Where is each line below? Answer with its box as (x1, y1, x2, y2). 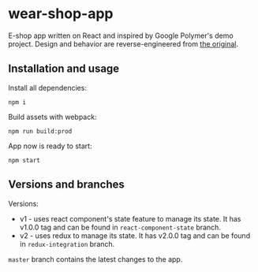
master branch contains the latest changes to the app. (8, 254, 183, 264)
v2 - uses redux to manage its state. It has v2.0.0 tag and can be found (19, 230, 251, 240)
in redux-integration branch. (19, 239, 115, 248)
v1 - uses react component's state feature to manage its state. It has (19, 214, 241, 223)
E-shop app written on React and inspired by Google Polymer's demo (8, 31, 234, 40)
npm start (8, 156, 41, 164)
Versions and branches (8, 178, 125, 192)
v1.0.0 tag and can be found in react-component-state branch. (19, 222, 221, 232)
